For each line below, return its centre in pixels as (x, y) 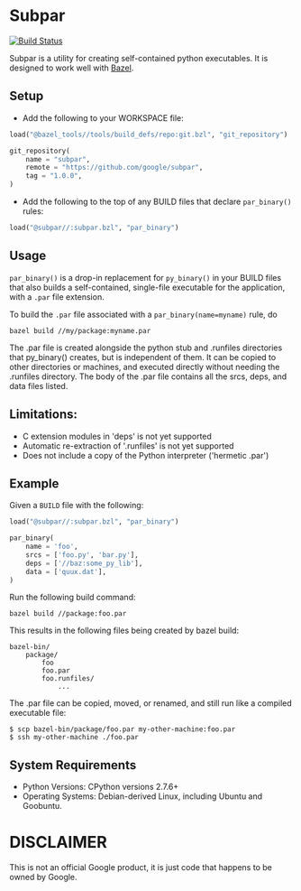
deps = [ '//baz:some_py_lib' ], (84, 563)
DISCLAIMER (59, 843)
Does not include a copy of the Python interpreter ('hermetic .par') (146, 455)
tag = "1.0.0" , (54, 176)
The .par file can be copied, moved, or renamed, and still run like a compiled (151, 703)
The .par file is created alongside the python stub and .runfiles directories (146, 348)
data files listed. (39, 385)
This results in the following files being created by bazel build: (124, 631)
